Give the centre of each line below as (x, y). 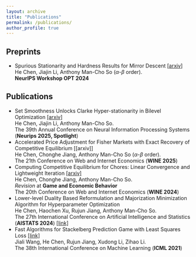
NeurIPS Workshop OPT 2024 (52, 78)
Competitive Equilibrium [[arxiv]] (54, 148)
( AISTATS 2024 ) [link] (41, 223)
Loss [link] (27, 235)
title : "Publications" (34, 17)
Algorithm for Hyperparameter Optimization (67, 204)
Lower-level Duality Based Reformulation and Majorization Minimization (101, 198)
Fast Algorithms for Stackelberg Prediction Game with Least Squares (97, 229)
